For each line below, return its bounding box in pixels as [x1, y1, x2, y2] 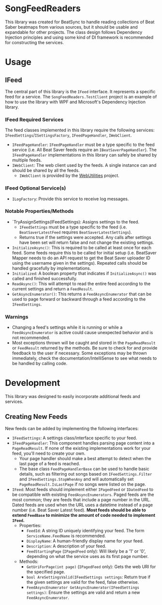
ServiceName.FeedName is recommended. [26, 533, 106, 539]
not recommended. [12, 335, 50, 341]
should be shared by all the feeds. [12, 168, 80, 174]
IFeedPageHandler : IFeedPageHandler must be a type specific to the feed [12, 142, 155, 148]
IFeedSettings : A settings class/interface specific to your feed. [12, 435, 137, 441]
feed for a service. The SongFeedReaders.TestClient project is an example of [5, 94, 157, 99]
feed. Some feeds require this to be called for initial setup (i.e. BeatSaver [12, 250, 157, 255]
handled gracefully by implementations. [12, 265, 91, 271]
